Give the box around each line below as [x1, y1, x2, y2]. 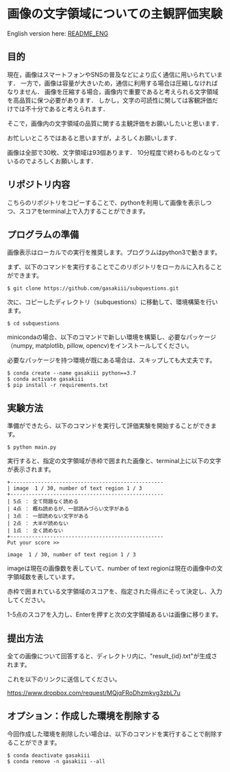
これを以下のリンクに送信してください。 [7, 675, 121, 683]
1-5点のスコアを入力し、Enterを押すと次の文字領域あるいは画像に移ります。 [7, 610, 222, 619]
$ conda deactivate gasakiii [7, 751, 90, 759]
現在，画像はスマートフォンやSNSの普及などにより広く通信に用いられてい [7, 70, 217, 79]
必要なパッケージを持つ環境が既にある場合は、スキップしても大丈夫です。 [7, 356, 216, 364]
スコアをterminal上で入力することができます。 [18, 207, 149, 215]
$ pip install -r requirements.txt [7, 382, 109, 389]
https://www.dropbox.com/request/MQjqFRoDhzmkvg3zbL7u [7, 689, 181, 697]
